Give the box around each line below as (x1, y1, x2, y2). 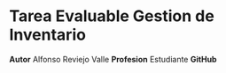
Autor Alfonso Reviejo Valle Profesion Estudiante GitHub (9, 54, 217, 64)
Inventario (9, 25, 87, 45)
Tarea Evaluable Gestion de (9, 6, 214, 26)
